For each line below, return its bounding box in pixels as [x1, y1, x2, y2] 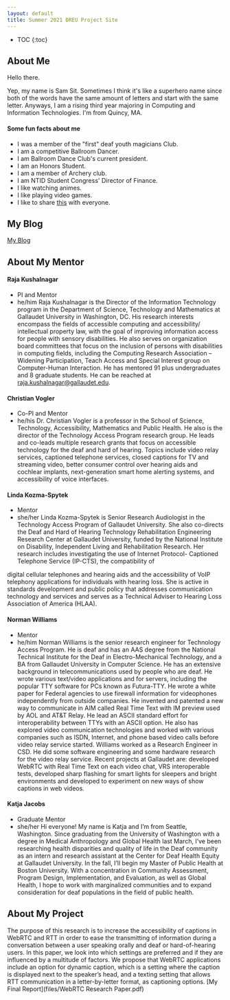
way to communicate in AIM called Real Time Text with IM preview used [16, 704, 220, 712]
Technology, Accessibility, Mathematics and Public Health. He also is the [16, 424, 223, 432]
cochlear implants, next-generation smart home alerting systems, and [16, 468, 215, 476]
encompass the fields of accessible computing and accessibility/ [16, 320, 200, 328]
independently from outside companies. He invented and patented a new [16, 696, 224, 704]
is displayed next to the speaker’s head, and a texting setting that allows [7, 970, 211, 978]
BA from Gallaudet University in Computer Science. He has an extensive [16, 660, 221, 668]
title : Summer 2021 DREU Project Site [7, 16, 118, 23]
